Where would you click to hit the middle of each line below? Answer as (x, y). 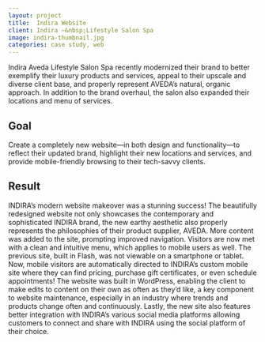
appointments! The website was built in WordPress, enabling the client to (127, 280)
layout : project (35, 15)
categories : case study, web (56, 45)
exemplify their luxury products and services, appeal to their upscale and (127, 76)
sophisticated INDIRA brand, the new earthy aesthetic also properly (118, 222)
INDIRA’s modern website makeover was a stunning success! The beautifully (132, 205)
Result (25, 186)
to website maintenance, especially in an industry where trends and (118, 298)
